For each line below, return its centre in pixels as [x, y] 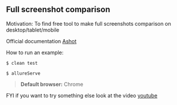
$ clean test [22, 63]
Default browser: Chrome [52, 84]
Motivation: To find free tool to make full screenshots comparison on [89, 23]
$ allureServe [23, 73]
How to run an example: [35, 52]
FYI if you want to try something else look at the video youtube [82, 95]
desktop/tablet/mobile [33, 30]
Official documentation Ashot [41, 41]
